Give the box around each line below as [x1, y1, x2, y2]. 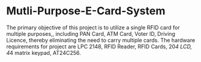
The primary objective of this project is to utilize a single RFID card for [6, 24, 180, 31]
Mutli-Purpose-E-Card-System [6, 4, 166, 18]
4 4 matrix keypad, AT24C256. [6, 49, 81, 56]
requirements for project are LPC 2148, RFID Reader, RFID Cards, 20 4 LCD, [6, 43, 193, 50]
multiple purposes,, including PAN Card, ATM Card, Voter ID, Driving [6, 30, 176, 37]
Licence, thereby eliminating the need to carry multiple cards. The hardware [6, 36, 196, 44]
